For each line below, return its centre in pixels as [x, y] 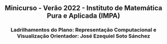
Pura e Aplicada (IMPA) [83, 16]
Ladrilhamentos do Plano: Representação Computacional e [83, 30]
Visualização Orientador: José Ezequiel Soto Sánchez [83, 36]
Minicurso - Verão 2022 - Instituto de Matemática [83, 8]
